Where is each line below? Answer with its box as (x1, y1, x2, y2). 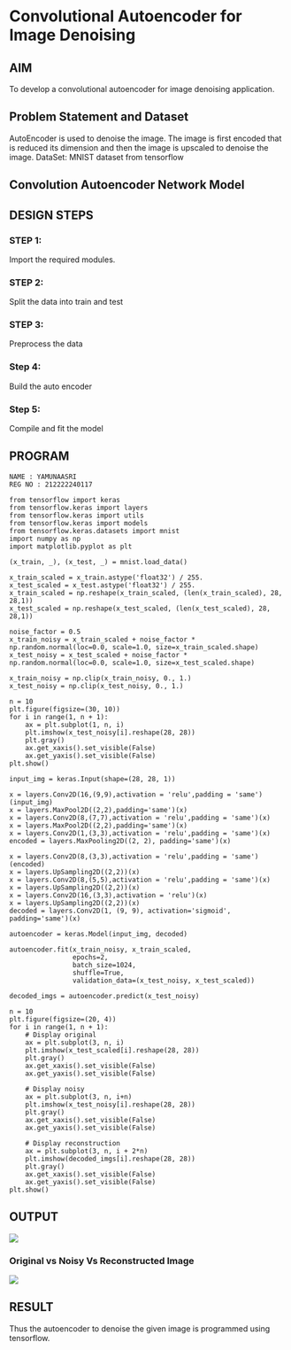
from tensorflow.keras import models (9, 518, 149, 528)
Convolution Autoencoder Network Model (9, 177, 245, 192)
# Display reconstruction (25, 1138, 121, 1148)
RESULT (9, 1300, 54, 1315)
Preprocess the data (9, 338, 83, 349)
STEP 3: (9, 319, 44, 331)
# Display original (25, 1030, 97, 1039)
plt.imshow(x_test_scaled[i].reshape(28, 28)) (25, 1045, 200, 1055)
